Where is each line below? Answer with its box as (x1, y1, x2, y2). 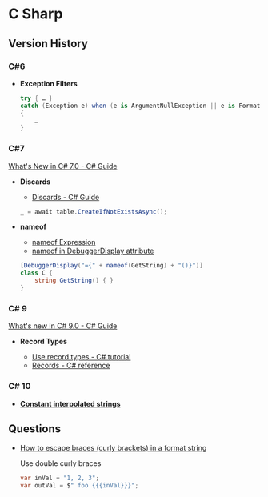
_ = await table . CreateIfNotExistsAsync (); (19, 207, 168, 216)
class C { (19, 269, 54, 277)
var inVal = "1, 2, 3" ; (19, 474, 100, 483)
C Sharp (8, 5, 63, 23)
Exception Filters (19, 78, 78, 88)
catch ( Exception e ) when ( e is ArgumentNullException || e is (19, 102, 236, 110)
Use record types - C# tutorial (31, 352, 131, 362)
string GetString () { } (34, 277, 114, 285)
